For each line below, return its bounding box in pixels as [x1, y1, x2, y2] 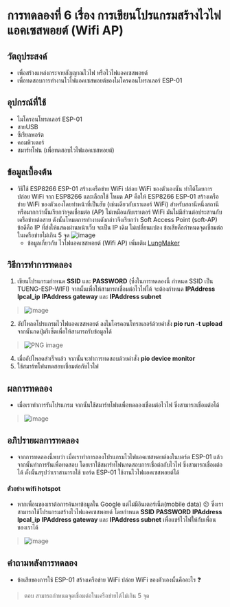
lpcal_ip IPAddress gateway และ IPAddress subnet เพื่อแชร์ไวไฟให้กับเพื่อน [16, 516, 216, 524]
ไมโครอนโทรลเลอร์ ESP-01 [16, 115, 82, 123]
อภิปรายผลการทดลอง [7, 434, 79, 446]
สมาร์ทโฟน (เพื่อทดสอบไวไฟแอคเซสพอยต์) [16, 146, 115, 154]
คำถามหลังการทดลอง [7, 557, 78, 569]
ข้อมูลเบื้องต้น [7, 166, 53, 178]
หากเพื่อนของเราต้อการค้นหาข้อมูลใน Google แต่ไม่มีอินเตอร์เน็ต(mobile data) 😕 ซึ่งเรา [16, 500, 224, 509]
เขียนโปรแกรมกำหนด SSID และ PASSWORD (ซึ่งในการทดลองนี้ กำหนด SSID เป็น [16, 277, 214, 285]
